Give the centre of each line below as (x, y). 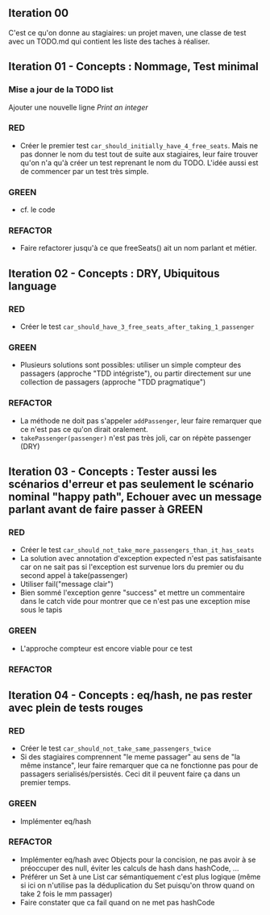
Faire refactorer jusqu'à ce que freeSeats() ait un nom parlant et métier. (138, 248)
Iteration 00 (39, 13)
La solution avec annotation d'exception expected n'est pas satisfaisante (141, 559)
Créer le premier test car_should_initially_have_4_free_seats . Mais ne (139, 145)
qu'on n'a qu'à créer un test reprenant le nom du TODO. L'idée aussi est (139, 162)
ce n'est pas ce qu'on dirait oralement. (84, 429)
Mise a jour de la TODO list (61, 89)
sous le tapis (41, 610)
